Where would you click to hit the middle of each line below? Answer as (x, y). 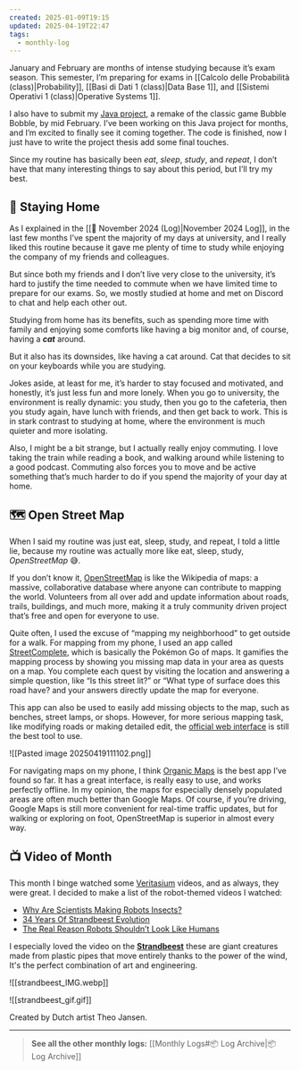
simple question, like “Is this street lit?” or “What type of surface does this (145, 680)
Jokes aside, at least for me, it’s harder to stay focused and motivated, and (146, 383)
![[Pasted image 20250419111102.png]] (80, 753)
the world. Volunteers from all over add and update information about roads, (149, 597)
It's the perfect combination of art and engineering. (104, 965)
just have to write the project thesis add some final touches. (119, 142)
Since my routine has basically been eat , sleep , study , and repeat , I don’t (143, 160)
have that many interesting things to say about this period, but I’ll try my (141, 169)
